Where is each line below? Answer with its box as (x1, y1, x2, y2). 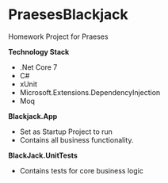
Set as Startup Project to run (19, 127, 113, 136)
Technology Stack (8, 47, 70, 56)
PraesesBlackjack (8, 6, 128, 24)
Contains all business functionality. (19, 135, 134, 144)
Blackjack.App (8, 111, 58, 120)
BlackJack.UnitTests (8, 151, 78, 160)
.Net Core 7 (19, 62, 58, 72)
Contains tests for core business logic (19, 166, 144, 175)
